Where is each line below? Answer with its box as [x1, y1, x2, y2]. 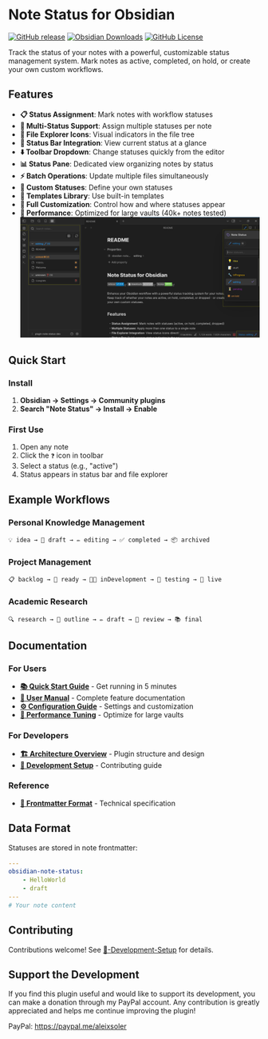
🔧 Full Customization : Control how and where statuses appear [19, 199, 226, 209]
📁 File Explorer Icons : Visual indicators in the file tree [19, 130, 195, 139]
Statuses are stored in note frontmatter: [8, 842, 138, 853]
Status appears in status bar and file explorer [19, 470, 168, 479]
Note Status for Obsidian [8, 6, 175, 24]
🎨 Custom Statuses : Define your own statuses [19, 182, 173, 192]
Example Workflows [8, 493, 110, 506]
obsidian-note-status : [8, 868, 84, 876]
